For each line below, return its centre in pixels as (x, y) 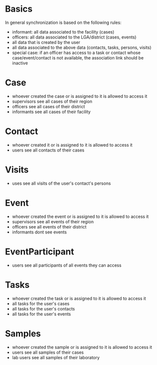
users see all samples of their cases (48, 352)
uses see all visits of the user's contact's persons (61, 183)
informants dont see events (39, 232)
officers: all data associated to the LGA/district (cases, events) (74, 37)
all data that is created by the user (46, 42)
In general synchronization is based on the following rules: (63, 22)
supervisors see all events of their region (53, 221)
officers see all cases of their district (48, 106)
